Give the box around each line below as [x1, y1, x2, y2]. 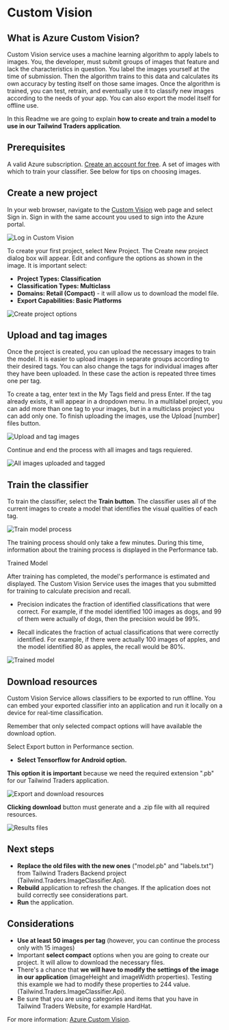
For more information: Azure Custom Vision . [7, 1015, 131, 1023]
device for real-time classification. [7, 709, 104, 717]
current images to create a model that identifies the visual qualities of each [7, 504, 218, 513]
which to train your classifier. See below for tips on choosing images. [7, 167, 202, 176]
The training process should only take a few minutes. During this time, [7, 539, 204, 547]
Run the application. [16, 898, 74, 906]
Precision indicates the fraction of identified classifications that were [16, 600, 211, 609]
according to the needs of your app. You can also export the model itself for [7, 94, 221, 102]
